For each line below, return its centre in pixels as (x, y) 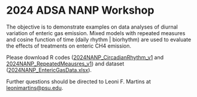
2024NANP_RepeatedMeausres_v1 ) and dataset (65, 64)
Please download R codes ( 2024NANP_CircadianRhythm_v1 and (85, 57)
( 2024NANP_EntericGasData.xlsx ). (49, 70)
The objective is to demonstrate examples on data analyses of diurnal (92, 27)
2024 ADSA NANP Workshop (80, 10)
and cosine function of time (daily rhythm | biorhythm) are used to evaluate (99, 39)
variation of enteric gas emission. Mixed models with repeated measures (96, 33)
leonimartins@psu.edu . (35, 87)
